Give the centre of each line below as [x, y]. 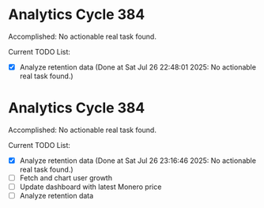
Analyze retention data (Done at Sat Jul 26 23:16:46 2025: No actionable [138, 161]
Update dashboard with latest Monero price [91, 187]
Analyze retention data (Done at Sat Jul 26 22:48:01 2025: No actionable [138, 67]
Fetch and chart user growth [66, 178]
